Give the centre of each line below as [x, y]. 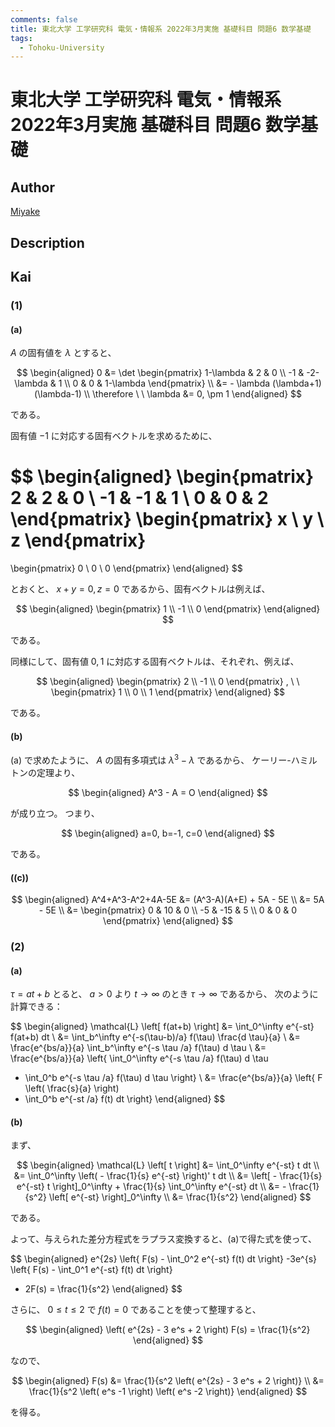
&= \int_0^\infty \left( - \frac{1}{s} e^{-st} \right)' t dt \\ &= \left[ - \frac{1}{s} [168, 1176]
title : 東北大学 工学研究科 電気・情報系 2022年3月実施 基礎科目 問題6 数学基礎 [161, 29]
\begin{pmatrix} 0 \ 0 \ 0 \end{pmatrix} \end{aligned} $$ [126, 568]
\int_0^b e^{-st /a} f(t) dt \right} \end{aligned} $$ [125, 1099]
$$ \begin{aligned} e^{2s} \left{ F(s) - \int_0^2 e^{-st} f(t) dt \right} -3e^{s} [164, 1259]
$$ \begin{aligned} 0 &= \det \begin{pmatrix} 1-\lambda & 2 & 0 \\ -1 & [160, 373]
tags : [21, 38]
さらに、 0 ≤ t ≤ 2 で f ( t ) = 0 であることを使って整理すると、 [136, 1310]
